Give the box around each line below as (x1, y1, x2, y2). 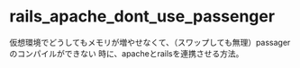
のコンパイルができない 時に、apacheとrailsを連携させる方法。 (9, 47, 244, 59)
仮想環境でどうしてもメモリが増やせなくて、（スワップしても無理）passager (9, 37, 291, 47)
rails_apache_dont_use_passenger (9, 6, 276, 27)
